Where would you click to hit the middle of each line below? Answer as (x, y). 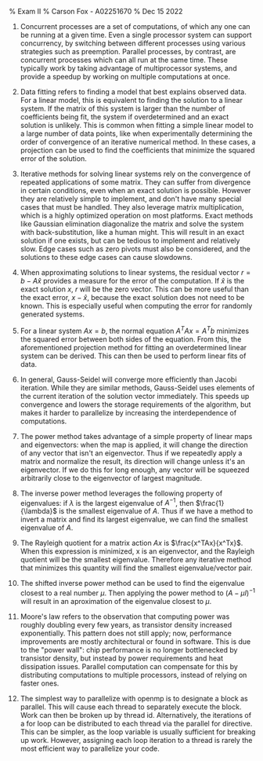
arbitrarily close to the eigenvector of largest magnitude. (111, 477)
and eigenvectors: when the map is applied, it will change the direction (134, 445)
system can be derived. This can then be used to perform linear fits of (133, 356)
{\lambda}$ (39, 511)
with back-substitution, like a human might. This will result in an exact (132, 232)
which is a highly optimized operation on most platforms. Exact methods (137, 216)
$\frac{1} (210, 503)
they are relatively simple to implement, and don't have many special (131, 199)
